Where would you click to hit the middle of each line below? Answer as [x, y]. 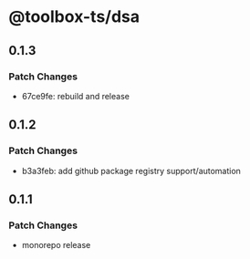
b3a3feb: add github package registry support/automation [131, 171]
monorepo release [56, 245]
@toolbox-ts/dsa [74, 17]
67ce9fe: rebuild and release [75, 96]
